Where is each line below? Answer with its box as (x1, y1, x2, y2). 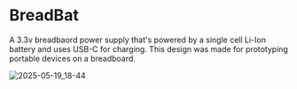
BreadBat (9, 5, 80, 26)
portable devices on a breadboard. (9, 53, 136, 63)
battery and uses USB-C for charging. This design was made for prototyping (9, 43, 288, 54)
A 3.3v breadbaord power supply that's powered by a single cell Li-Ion (9, 34, 266, 45)
